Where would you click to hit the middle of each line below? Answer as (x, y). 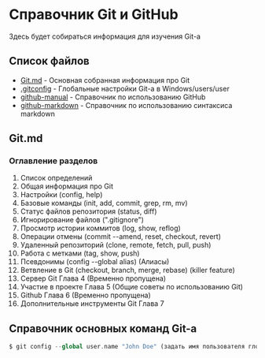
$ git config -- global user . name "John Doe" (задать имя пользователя (127, 347)
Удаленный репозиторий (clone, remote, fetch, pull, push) (116, 245)
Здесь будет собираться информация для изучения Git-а (105, 36)
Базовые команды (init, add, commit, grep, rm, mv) (104, 203)
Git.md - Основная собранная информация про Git (105, 80)
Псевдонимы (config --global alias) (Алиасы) (95, 262)
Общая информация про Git (66, 186)
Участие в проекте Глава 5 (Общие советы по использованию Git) (131, 287)
